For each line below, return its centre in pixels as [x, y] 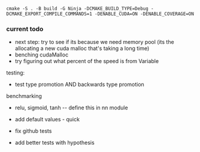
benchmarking [24, 96]
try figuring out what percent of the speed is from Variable [87, 61]
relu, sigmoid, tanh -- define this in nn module [71, 108]
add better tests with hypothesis [54, 143]
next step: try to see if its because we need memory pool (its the [95, 42]
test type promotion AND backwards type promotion [80, 85]
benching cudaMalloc [42, 55]
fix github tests [33, 131]
